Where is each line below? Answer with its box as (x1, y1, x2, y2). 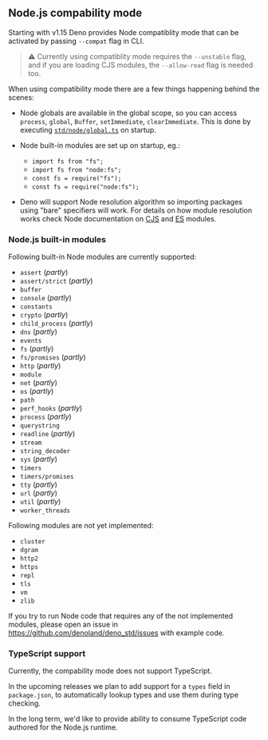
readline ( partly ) (19, 429, 76, 439)
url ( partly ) (19, 488, 58, 498)
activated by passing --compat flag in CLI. (8, 36, 144, 46)
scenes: (8, 92, 34, 102)
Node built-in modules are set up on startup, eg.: (19, 140, 181, 150)
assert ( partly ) (19, 268, 69, 277)
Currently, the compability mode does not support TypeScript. (8, 666, 213, 676)
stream (19, 439, 42, 447)
